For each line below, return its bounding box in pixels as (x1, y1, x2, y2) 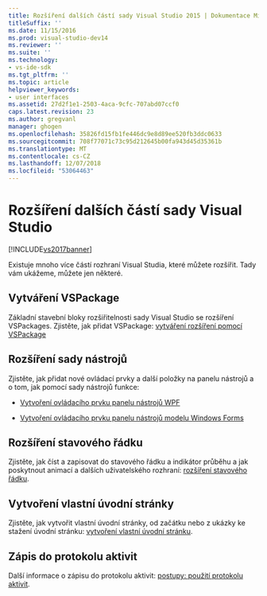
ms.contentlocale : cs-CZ (8, 152, 91, 160)
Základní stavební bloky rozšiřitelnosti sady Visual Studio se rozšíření (8, 312, 234, 322)
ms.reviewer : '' (8, 41, 62, 49)
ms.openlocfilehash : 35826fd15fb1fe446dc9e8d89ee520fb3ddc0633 (8, 130, 222, 138)
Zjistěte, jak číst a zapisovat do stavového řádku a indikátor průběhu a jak (8, 457, 249, 466)
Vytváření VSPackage (8, 291, 120, 305)
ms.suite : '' (8, 49, 52, 56)
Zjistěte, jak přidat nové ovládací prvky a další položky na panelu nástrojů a (8, 373, 254, 383)
